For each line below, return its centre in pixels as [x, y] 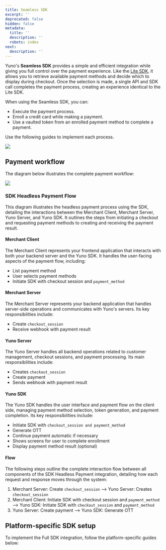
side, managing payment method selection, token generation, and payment [82, 410]
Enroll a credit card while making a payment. [58, 116]
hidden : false [20, 24]
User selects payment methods [44, 276]
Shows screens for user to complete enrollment [61, 441]
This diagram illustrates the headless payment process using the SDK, [77, 207]
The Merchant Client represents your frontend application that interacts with [83, 250]
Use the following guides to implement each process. [60, 137]
